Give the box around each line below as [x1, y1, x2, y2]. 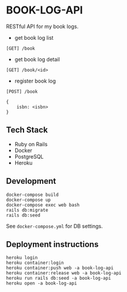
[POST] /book [6, 88, 38, 94]
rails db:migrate [6, 207, 49, 213]
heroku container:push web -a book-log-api [6, 265, 114, 271]
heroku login [6, 255, 38, 261]
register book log [14, 77, 56, 84]
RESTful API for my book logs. [6, 23, 79, 30]
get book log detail [14, 56, 60, 63]
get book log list [14, 34, 54, 41]
